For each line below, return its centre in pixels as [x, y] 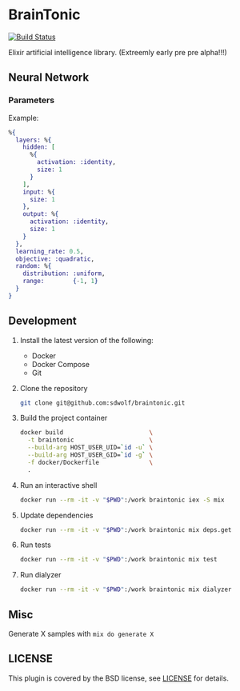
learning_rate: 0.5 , [50, 251]
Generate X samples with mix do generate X [81, 634]
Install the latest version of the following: [86, 340]
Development [43, 321]
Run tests [36, 545]
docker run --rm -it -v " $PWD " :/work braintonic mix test [118, 560]
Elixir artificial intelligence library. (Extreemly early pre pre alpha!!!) [118, 52]
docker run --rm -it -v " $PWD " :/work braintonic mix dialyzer [126, 589]
